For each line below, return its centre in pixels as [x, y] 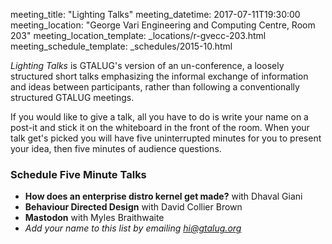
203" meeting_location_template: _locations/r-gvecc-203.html [138, 35]
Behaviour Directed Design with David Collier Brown [133, 207]
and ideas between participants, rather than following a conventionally [155, 87]
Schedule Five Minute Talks [78, 174]
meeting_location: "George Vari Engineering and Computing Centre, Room [163, 25]
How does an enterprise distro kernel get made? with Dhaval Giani [163, 196]
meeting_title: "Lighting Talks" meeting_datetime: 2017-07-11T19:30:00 [155, 14]
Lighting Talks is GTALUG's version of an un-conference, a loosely [147, 65]
